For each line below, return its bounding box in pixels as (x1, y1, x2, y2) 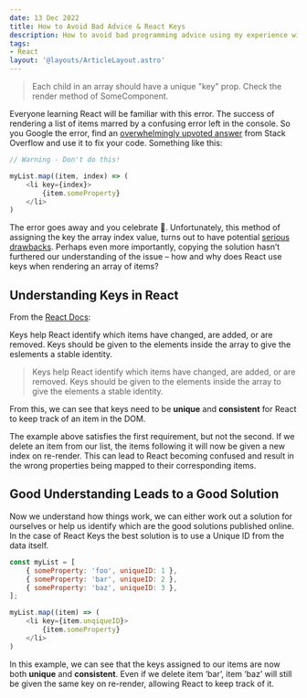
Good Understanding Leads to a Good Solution (9, 486, 280, 502)
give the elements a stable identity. (31, 386, 164, 397)
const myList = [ (9, 557, 76, 566)
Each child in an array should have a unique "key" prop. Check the (31, 81, 282, 91)
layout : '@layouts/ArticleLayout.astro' (9, 56, 166, 65)
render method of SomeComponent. (31, 90, 169, 101)
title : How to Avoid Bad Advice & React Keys (9, 22, 185, 31)
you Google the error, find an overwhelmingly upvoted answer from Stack (9, 128, 286, 138)
